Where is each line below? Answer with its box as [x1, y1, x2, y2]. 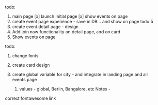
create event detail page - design [12, 24, 79, 30]
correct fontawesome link [5, 95, 56, 101]
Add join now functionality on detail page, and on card [12, 29, 121, 34]
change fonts [12, 53, 39, 59]
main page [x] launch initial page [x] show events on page [12, 14, 128, 19]
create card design [12, 62, 50, 68]
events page [12, 77, 37, 82]
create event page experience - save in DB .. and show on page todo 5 [12, 19, 154, 24]
